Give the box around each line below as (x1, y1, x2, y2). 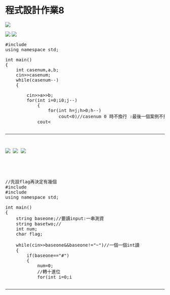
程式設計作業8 (5, 5, 65, 16)
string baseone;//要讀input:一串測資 (16, 215, 104, 221)
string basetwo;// (16, 221, 62, 227)
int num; (16, 226, 38, 232)
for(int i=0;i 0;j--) (26, 97, 77, 103)
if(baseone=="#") (26, 252, 70, 259)
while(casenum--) (16, 77, 59, 83)
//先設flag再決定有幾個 (5, 178, 57, 185)
